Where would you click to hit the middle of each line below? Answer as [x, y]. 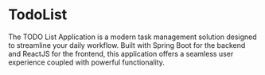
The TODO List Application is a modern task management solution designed [132, 37]
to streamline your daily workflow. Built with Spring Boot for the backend [127, 45]
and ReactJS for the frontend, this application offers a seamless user [121, 53]
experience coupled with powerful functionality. [87, 62]
